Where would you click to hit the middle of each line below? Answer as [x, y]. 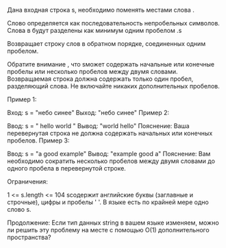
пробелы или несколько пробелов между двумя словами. [92, 72]
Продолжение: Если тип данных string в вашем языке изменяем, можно [113, 223]
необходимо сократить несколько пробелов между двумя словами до [111, 161]
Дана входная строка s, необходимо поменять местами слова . [101, 10]
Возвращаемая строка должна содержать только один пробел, [100, 79]
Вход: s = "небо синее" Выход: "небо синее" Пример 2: [88, 113]
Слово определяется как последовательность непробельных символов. [114, 23]
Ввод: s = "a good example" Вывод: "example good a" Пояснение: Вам [109, 154]
